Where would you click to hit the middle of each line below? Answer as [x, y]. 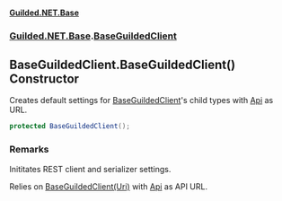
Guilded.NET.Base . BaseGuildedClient [93, 36]
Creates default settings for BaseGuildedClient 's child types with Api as [141, 100]
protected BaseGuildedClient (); [70, 127]
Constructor [44, 79]
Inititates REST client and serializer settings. [90, 169]
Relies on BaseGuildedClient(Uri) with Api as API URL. [109, 186]
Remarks [29, 150]
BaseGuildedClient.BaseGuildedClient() [123, 64]
